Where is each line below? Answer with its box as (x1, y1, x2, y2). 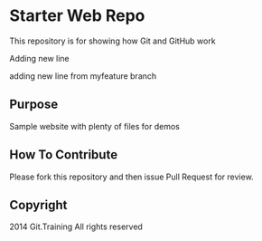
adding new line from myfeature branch (9, 70, 157, 82)
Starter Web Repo (9, 5, 145, 26)
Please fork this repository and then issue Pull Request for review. (9, 171, 255, 182)
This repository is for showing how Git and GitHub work (9, 35, 216, 46)
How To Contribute (9, 147, 118, 163)
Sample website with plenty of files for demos (9, 120, 181, 131)
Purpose (9, 97, 59, 112)
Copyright (9, 197, 68, 213)
